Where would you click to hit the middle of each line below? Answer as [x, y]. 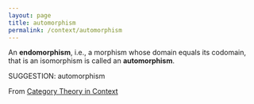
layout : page [30, 15]
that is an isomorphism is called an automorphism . [92, 61]
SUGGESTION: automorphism [57, 76]
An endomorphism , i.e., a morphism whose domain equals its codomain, [127, 53]
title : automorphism [42, 23]
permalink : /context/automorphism [65, 30]
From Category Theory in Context [63, 91]
